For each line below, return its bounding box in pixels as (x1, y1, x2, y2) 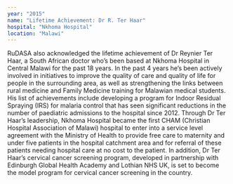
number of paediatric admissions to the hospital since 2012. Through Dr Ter (7, 109, 226, 117)
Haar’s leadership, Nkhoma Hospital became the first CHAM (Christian (7, 117, 211, 125)
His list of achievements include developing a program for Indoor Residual (7, 94, 221, 103)
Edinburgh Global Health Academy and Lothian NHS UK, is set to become (7, 161, 220, 169)
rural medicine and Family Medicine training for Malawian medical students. (7, 86, 226, 95)
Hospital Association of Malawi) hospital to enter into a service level (7, 124, 204, 132)
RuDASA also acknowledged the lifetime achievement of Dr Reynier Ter (7, 49, 213, 58)
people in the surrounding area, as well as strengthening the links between (7, 79, 223, 88)
